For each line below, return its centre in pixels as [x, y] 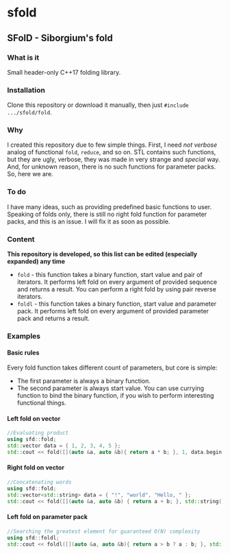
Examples [24, 336]
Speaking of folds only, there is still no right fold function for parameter [107, 214]
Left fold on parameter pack [47, 517]
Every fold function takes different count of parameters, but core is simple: [112, 368]
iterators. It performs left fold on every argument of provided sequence [117, 282]
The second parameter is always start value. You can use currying [110, 388]
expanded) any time [36, 261]
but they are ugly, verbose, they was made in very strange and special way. [114, 160]
